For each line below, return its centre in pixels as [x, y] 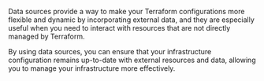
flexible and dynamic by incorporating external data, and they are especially [131, 20]
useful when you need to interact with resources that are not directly [119, 28]
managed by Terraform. [46, 36]
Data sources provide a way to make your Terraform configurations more [126, 11]
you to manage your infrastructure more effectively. [92, 68]
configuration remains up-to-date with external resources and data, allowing [132, 60]
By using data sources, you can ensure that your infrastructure [110, 52]
